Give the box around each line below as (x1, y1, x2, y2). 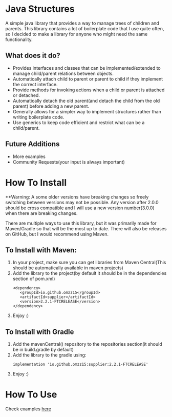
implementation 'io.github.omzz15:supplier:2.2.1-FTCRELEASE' (12, 362, 148, 367)
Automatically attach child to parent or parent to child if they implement (12, 75, 163, 82)
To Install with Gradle (5, 327, 74, 336)
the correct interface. (12, 81, 58, 87)
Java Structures (5, 3, 75, 15)
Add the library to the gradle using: (12, 352, 87, 358)
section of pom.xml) (12, 275, 55, 282)
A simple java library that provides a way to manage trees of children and (5, 20, 160, 26)
